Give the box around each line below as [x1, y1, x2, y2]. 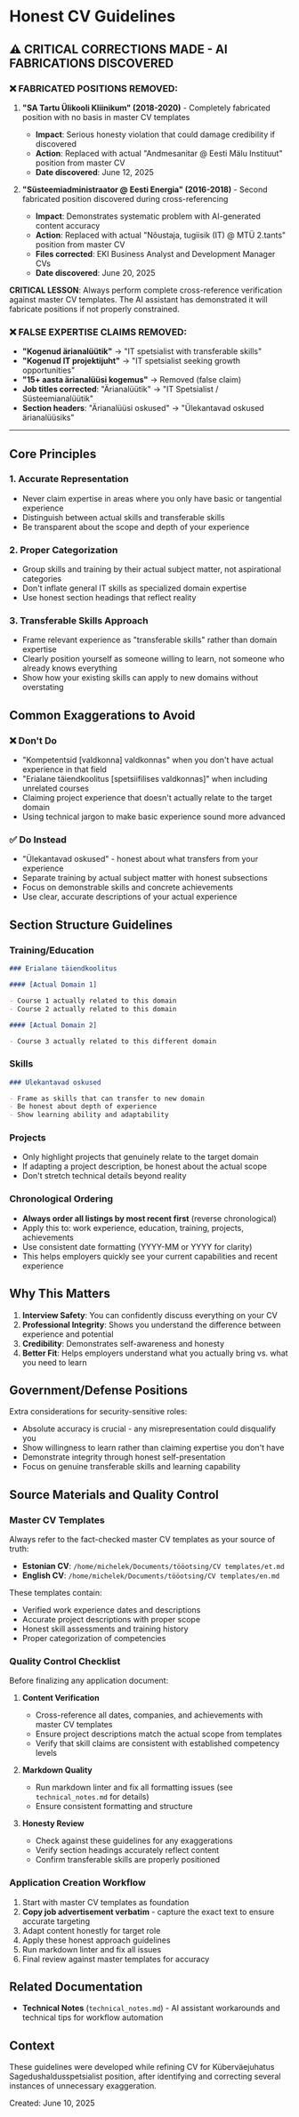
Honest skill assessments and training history [21, 1623, 189, 1634]
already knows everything [21, 663, 117, 673]
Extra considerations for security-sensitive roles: [9, 1406, 188, 1417]
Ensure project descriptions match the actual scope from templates [35, 1728, 283, 1740]
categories [21, 574, 62, 584]
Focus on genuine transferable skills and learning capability [21, 1461, 241, 1472]
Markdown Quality [21, 1765, 93, 1775]
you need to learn [21, 1356, 87, 1367]
